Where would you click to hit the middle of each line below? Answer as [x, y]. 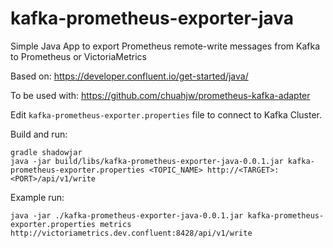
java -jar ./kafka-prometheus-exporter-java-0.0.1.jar [127, 215]
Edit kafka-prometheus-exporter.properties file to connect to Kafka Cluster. [166, 114]
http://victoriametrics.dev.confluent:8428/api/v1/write [131, 233]
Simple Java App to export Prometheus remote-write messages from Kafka [165, 46]
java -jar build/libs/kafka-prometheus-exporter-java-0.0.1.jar [147, 161]
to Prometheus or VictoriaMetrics [78, 56]
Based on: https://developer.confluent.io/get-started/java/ [129, 76]
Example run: [37, 197]
